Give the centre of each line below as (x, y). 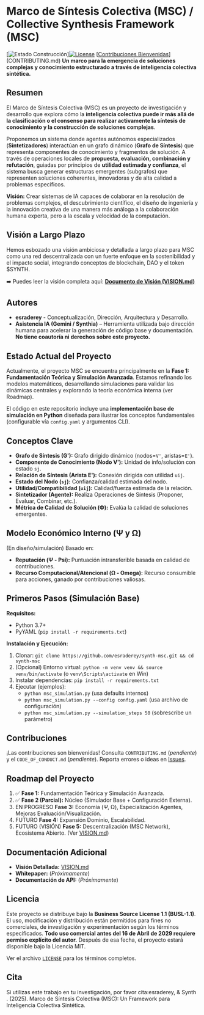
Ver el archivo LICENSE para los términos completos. (71, 958)
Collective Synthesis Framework (90, 24)
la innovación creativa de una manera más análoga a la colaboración (93, 209)
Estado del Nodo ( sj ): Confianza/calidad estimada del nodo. (91, 482)
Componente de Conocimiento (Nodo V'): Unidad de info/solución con (105, 462)
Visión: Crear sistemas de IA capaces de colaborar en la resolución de (95, 196)
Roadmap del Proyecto (50, 778)
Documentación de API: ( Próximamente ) (67, 880)
